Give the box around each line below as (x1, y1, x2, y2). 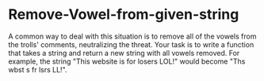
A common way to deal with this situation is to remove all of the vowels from (8, 31, 257, 41)
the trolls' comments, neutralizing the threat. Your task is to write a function (8, 39, 254, 49)
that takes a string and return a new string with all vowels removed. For (8, 48, 240, 57)
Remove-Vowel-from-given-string (8, 6, 239, 24)
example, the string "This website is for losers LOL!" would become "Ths (8, 57, 246, 66)
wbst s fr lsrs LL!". (8, 64, 67, 74)
